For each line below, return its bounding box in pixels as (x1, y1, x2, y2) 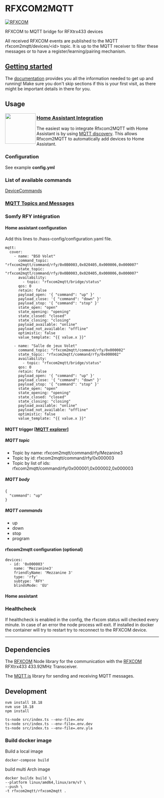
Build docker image (5, 737, 52, 744)
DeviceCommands (5, 188, 42, 194)
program (12, 535, 30, 541)
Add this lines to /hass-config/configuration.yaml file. (5, 236, 112, 242)
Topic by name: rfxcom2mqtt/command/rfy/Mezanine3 (12, 450, 123, 456)
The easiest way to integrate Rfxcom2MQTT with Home (36, 125, 148, 132)
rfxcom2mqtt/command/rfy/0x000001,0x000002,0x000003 (12, 465, 133, 471)
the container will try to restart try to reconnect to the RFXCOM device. (5, 627, 147, 633)
